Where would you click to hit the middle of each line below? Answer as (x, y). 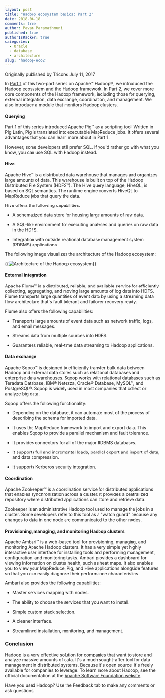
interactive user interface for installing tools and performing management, (80, 553)
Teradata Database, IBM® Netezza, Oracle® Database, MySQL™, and (74, 383)
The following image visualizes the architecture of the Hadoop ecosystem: (81, 254)
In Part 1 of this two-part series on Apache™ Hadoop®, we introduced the (79, 84)
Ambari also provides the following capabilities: (53, 583)
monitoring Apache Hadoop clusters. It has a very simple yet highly (73, 547)
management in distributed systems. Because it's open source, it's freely (79, 665)
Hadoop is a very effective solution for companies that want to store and (79, 655)
